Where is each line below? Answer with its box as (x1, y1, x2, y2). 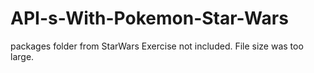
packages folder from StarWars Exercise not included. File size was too (10, 40, 304, 52)
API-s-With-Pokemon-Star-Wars (10, 7, 289, 30)
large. (10, 50, 35, 62)
